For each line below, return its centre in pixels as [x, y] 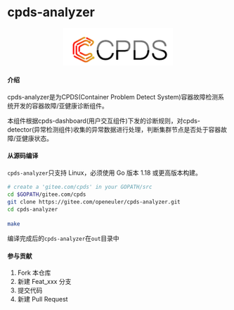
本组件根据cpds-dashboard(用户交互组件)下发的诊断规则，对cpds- [104, 120]
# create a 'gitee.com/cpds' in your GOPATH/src [80, 187]
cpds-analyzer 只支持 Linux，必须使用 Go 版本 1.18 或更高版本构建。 [104, 173]
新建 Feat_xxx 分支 [44, 282]
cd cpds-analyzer [33, 209]
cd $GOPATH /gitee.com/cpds [47, 194]
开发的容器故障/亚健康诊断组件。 [61, 106]
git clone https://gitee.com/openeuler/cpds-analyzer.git [94, 201]
